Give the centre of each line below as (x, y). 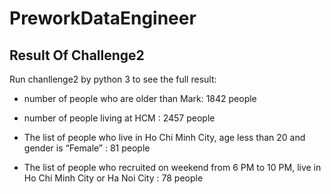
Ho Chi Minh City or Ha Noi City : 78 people (113, 178)
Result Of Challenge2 (77, 55)
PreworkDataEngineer (103, 18)
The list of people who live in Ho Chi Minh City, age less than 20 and (164, 137)
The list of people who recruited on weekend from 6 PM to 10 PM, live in (172, 167)
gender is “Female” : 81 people (87, 148)
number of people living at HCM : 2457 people (119, 118)
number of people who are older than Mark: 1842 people (140, 98)
